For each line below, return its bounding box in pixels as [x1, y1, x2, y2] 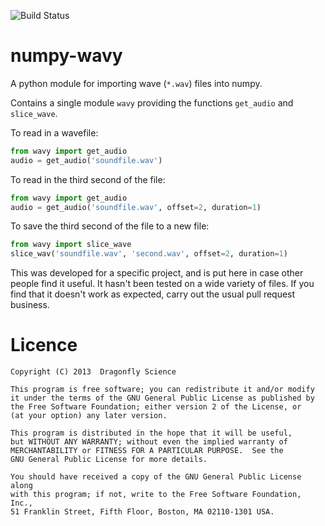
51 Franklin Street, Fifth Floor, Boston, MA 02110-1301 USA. [10, 507, 275, 517]
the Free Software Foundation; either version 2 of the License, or [10, 402, 302, 412]
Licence [10, 334, 78, 357]
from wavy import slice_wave [10, 240, 132, 250]
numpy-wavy [10, 45, 123, 67]
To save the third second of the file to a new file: [10, 220, 210, 232]
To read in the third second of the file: [10, 173, 166, 185]
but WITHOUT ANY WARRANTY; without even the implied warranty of [10, 437, 288, 447]
